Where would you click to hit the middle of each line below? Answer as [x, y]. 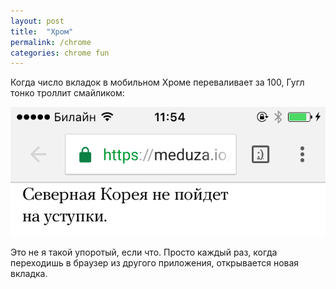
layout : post [37, 21]
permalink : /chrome [51, 42]
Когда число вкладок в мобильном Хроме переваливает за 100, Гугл [157, 82]
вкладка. [29, 273]
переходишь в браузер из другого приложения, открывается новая [155, 262]
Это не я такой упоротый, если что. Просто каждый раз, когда [144, 252]
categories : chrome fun [60, 53]
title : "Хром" [42, 31]
